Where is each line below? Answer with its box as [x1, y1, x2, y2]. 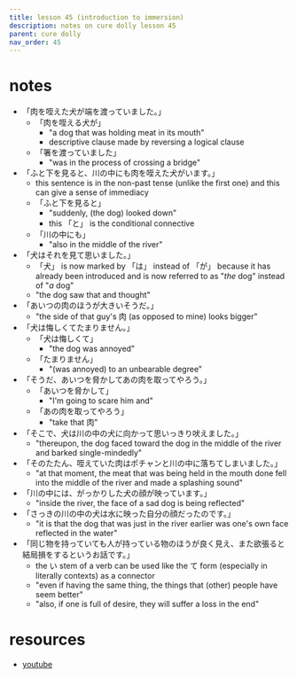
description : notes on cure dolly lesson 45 [9, 21, 176, 30]
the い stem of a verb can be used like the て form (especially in [35, 560, 268, 572]
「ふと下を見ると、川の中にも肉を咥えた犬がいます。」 [21, 168, 220, 178]
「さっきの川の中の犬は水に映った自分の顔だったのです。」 [21, 509, 236, 519]
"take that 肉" [48, 417, 98, 428]
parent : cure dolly [9, 29, 82, 38]
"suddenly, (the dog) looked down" [48, 207, 177, 218]
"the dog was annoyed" [48, 343, 136, 355]
